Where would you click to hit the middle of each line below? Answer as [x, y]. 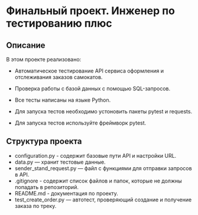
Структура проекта [44, 141]
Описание [26, 45]
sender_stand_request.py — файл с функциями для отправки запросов [103, 168]
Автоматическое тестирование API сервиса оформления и [89, 71]
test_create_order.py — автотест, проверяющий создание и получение [103, 200]
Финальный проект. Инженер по [91, 11]
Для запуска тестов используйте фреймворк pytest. [80, 123]
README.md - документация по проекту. [66, 193]
